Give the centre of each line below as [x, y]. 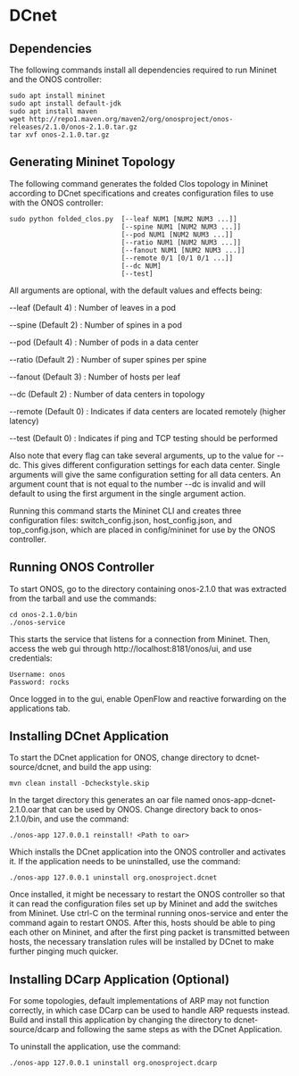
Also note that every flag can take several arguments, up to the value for [142, 455]
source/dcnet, [35, 767]
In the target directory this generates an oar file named [110, 800]
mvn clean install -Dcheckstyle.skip [79, 784]
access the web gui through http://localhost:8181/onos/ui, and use [131, 648]
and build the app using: [107, 767]
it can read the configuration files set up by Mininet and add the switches [144, 904]
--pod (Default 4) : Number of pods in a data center [104, 342]
